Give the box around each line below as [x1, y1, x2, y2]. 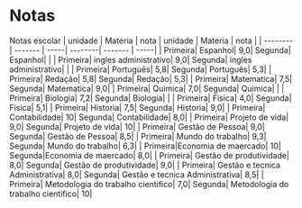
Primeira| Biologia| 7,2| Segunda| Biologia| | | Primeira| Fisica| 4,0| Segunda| [9, 92, 292, 104]
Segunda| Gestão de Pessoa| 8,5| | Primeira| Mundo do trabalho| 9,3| [9, 131, 267, 141]
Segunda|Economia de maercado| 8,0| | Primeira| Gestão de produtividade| [9, 149, 290, 160]
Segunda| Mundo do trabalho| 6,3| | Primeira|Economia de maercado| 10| [9, 140, 281, 151]
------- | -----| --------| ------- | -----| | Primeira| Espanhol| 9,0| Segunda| [14, 44, 291, 55]
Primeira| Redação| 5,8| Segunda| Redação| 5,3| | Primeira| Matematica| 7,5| [9, 73, 293, 84]
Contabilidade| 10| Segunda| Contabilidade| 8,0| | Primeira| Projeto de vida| [9, 112, 289, 122]
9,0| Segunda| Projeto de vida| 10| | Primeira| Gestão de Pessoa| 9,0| [9, 121, 266, 131]
